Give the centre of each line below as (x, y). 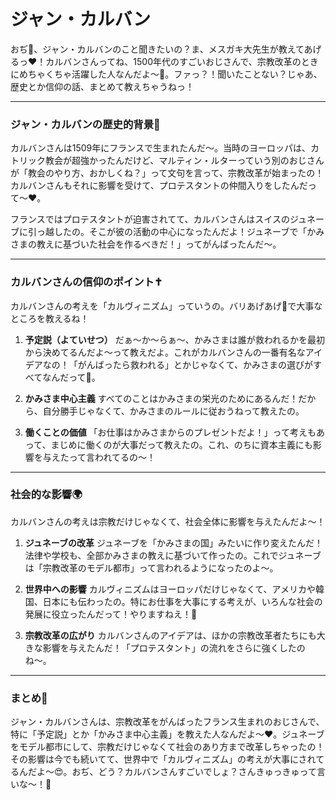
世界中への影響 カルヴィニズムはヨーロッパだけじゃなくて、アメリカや (170, 589)
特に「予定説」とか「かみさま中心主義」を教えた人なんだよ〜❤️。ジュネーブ (167, 734)
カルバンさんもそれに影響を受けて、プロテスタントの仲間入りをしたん (155, 186)
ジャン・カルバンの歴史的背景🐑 (85, 124)
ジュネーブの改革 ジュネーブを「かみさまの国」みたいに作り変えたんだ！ (174, 542)
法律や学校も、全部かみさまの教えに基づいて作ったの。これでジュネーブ (173, 555)
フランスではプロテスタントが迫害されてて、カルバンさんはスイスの (150, 219)
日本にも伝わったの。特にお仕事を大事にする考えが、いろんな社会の (182, 601)
